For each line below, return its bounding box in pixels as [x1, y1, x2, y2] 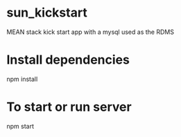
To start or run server [6, 99, 132, 115]
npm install [6, 75, 38, 83]
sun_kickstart [6, 5, 87, 21]
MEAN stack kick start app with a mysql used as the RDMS [6, 28, 175, 36]
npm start [6, 122, 35, 130]
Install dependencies [6, 52, 130, 68]
